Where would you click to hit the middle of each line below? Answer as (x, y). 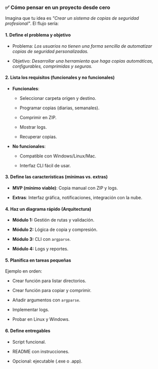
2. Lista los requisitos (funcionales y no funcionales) (60, 77)
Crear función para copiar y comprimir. (52, 291)
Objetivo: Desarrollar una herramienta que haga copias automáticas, (83, 61)
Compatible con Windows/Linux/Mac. (58, 156)
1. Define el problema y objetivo (38, 35)
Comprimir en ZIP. (38, 117)
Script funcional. (29, 342)
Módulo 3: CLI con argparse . (41, 239)
